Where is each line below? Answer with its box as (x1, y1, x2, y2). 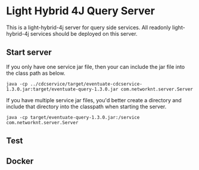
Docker (6, 156, 34, 166)
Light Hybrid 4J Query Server (6, 4, 155, 18)
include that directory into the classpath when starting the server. (6, 103, 167, 110)
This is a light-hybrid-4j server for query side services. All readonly (6, 24, 171, 31)
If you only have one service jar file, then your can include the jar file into (6, 63, 185, 70)
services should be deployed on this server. (30, 30, 138, 37)
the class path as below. (6, 70, 66, 77)
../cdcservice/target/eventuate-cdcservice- (30, 81, 143, 87)
